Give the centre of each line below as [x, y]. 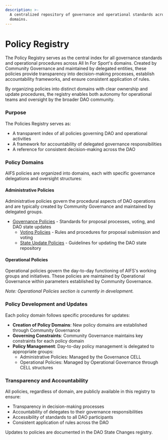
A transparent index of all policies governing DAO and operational [80, 133]
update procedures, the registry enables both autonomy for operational [78, 94]
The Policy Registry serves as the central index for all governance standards [84, 58]
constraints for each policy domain [48, 341]
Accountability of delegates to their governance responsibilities [78, 411]
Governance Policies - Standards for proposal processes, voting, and [83, 222]
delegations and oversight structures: [44, 178]
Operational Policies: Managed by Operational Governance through [89, 362]
